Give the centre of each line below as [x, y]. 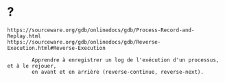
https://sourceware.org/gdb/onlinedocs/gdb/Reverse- [84, 42]
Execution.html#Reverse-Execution [57, 48]
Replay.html [24, 36]
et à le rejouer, [32, 66]
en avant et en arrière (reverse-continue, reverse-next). [118, 72]
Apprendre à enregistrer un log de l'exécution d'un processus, [126, 60]
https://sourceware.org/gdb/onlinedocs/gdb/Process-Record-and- [101, 30]
